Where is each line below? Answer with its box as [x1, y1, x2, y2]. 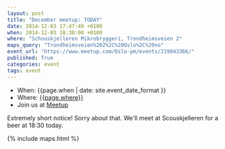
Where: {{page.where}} [16, 93, 84, 101]
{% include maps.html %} [7, 134, 80, 142]
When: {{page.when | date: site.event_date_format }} [16, 86, 167, 94]
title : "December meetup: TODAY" [7, 16, 103, 23]
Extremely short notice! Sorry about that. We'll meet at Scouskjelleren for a [7, 113, 218, 122]
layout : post [7, 10, 45, 17]
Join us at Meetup [16, 100, 69, 109]
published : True [7, 55, 54, 62]
